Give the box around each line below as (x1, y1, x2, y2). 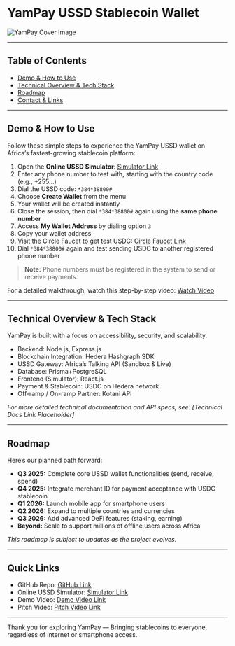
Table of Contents (7, 55, 87, 67)
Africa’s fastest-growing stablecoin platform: (7, 148, 136, 157)
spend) (17, 477, 38, 486)
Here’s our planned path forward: (7, 456, 103, 465)
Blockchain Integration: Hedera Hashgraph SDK (17, 352, 155, 361)
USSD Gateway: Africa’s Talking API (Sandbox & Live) (17, 360, 171, 368)
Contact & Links (17, 96, 64, 104)
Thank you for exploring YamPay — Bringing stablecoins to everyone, (7, 623, 208, 631)
